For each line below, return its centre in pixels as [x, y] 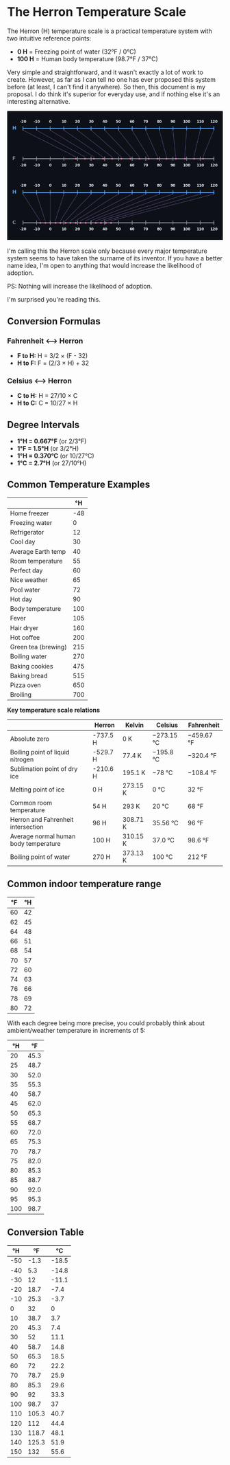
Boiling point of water [40, 857]
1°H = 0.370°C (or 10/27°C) [55, 456]
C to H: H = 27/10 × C [47, 396]
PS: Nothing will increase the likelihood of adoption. [80, 287]
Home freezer [29, 513]
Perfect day [26, 570]
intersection [27, 827]
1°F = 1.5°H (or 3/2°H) [48, 449]
